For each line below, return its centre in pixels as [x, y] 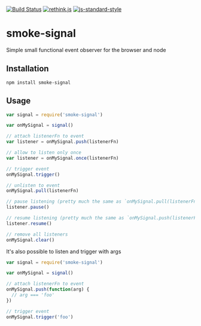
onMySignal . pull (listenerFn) [42, 191]
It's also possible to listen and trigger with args [64, 251]
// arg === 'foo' [33, 295]
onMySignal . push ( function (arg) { [48, 290]
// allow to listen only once [44, 153]
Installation [28, 69]
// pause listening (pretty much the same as [64, 202]
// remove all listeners [37, 234]
